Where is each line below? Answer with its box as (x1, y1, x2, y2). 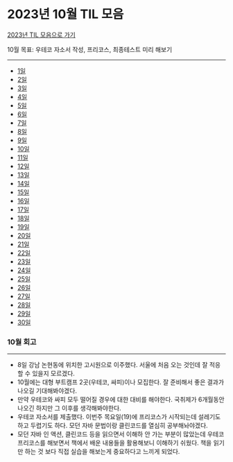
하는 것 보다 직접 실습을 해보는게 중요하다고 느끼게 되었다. (24, 447, 180, 456)
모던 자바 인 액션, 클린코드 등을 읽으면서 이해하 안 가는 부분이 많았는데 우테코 (17, 430, 225, 438)
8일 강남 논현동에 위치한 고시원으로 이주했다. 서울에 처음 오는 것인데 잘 (17, 361, 208, 369)
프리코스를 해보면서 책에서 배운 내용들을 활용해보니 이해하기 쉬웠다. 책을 (17, 438, 212, 447)
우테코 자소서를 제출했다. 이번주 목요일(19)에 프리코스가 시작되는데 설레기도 (17, 413, 221, 421)
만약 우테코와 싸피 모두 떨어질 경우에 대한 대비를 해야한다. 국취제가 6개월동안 (17, 395, 225, 404)
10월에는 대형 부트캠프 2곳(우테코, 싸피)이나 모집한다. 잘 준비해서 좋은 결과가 (17, 378, 224, 386)
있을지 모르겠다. (32, 369, 75, 378)
